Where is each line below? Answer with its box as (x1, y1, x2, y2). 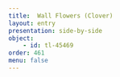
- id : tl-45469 (23, 42, 74, 50)
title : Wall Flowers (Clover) (8, 11, 114, 20)
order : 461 (8, 49, 45, 57)
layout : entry (8, 19, 56, 27)
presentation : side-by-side (8, 26, 103, 34)
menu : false (8, 57, 48, 65)
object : (8, 34, 35, 43)
